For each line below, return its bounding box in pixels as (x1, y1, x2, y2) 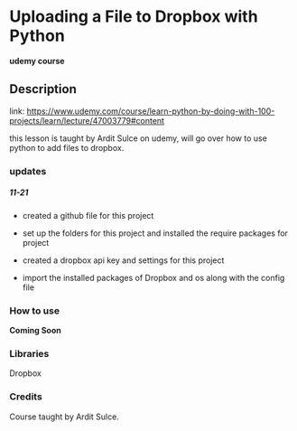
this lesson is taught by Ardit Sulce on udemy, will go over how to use (9, 133, 268, 144)
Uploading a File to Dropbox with (9, 6, 259, 27)
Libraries (9, 347, 50, 360)
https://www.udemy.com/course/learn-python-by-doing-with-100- (26, 106, 275, 117)
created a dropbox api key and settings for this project (22, 255, 225, 266)
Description (9, 81, 77, 97)
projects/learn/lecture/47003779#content (9, 115, 165, 126)
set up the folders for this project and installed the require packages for (22, 228, 289, 239)
